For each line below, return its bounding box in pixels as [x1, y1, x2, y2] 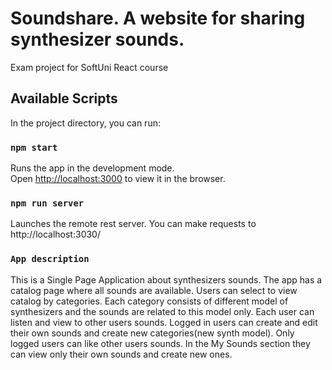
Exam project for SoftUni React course [10, 61, 169, 73]
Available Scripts [10, 90, 118, 107]
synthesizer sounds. [10, 28, 185, 51]
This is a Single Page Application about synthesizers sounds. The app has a [10, 273, 323, 286]
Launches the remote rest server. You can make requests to [10, 218, 257, 230]
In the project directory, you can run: [10, 117, 161, 129]
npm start [10, 142, 58, 153]
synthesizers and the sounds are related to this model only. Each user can [10, 305, 315, 317]
